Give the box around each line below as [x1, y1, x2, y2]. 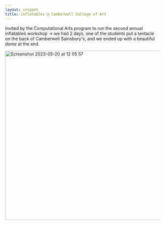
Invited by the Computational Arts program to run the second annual [5, 25, 143, 31]
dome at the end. [5, 41, 40, 47]
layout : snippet [5, 7, 38, 12]
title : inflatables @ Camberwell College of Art [5, 12, 107, 17]
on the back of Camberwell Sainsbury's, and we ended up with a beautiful [5, 35, 155, 42]
